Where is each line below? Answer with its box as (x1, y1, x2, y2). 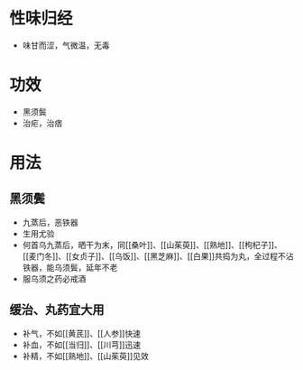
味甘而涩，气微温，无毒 (22, 40, 110, 51)
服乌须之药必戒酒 (22, 273, 87, 284)
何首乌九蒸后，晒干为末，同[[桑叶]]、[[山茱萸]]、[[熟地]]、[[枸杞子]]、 (22, 239, 282, 250)
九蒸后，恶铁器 (22, 217, 78, 227)
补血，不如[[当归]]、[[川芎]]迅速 (22, 339, 142, 350)
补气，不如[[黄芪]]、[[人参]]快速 (22, 328, 142, 338)
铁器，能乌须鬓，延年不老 (22, 262, 118, 273)
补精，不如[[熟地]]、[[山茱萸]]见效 (22, 350, 149, 361)
